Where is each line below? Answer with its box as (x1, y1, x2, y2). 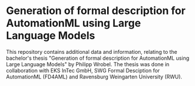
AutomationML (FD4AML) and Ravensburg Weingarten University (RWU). (6, 73, 183, 80)
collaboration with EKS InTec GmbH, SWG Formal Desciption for (6, 67, 160, 74)
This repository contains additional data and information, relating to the (6, 48, 177, 55)
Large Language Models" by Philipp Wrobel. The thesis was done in (6, 60, 170, 68)
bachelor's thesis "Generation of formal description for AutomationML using (6, 54, 190, 61)
